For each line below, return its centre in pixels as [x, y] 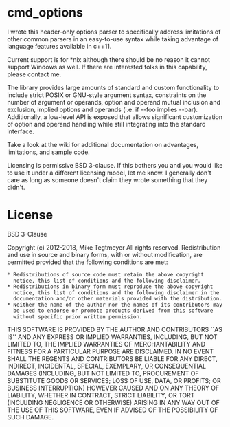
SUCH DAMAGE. [30, 417]
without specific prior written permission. [78, 317]
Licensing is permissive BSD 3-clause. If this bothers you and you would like [115, 165]
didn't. [16, 187]
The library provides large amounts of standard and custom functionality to [113, 87]
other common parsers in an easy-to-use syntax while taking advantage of [113, 39]
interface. [21, 131]
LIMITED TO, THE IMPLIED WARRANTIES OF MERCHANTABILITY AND [106, 344]
